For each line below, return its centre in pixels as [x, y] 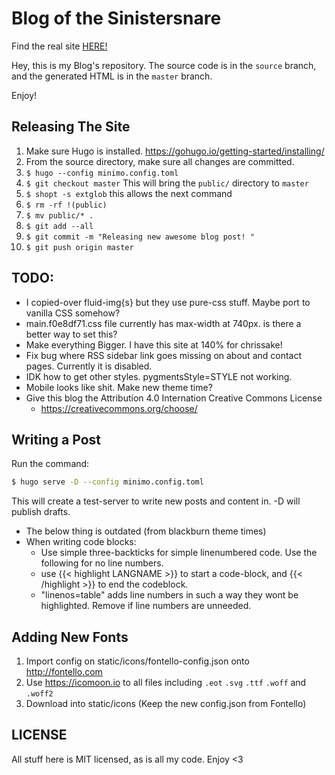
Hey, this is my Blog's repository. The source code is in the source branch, [164, 65]
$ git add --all [59, 226]
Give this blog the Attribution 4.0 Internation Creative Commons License [174, 398]
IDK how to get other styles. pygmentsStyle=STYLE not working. [159, 376]
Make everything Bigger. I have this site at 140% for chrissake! [154, 344]
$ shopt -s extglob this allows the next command [129, 193]
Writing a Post [56, 439]
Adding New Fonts [70, 637]
